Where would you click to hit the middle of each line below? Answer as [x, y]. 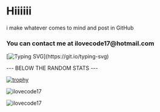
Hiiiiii [19, 11]
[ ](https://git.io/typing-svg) [58, 57]
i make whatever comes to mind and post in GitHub [70, 28]
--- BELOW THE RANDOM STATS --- [52, 68]
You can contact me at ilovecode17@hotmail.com [80, 43]
